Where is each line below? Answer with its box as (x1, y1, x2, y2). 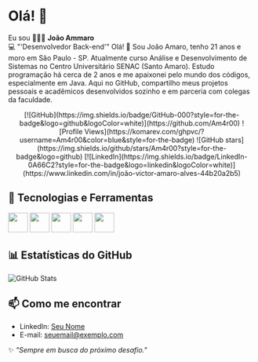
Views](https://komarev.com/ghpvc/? (84, 126, 205, 136)
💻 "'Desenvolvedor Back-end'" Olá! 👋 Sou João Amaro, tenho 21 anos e (8, 42, 242, 51)
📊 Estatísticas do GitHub (8, 249, 133, 262)
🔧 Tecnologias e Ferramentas (8, 192, 154, 205)
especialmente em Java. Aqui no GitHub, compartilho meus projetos (8, 78, 229, 87)
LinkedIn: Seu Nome (19, 322, 85, 331)
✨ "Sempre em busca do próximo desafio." (8, 346, 147, 355)
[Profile (59, 126, 83, 136)
